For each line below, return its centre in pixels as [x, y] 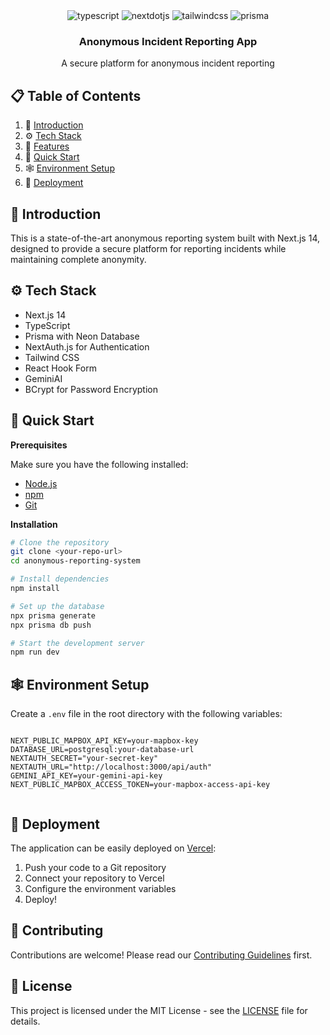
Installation [34, 524]
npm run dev [35, 652]
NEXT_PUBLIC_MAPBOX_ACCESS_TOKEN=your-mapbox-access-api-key [140, 785]
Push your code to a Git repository [95, 867]
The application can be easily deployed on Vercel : [113, 848]
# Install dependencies [60, 579]
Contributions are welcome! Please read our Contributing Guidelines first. [161, 955]
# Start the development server [77, 643]
